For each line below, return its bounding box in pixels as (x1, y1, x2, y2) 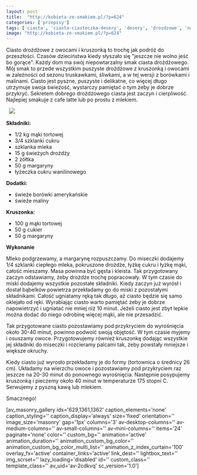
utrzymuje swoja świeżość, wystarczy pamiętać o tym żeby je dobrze (6, 84, 174, 91)
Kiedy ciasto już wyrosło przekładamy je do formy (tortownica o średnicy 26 (6, 358, 190, 366)
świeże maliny (14, 197, 49, 204)
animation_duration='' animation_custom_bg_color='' (6, 438, 134, 445)
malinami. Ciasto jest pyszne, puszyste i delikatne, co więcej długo (6, 77, 167, 85)
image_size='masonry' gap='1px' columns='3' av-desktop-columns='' (6, 419, 176, 426)
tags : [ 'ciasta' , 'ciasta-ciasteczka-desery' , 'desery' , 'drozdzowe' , (6, 25, 182, 31)
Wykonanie (6, 244, 35, 251)
